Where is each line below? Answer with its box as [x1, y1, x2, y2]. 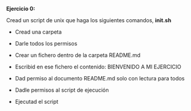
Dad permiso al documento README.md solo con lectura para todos [14, 75, 185, 82]
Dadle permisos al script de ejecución [14, 86, 109, 94]
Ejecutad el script [14, 98, 58, 105]
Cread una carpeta [14, 28, 62, 35]
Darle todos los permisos [14, 40, 78, 47]
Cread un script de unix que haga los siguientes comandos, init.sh [6, 17, 172, 23]
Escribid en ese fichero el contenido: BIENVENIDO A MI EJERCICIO [14, 63, 182, 70]
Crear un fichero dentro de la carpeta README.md [14, 52, 140, 59]
